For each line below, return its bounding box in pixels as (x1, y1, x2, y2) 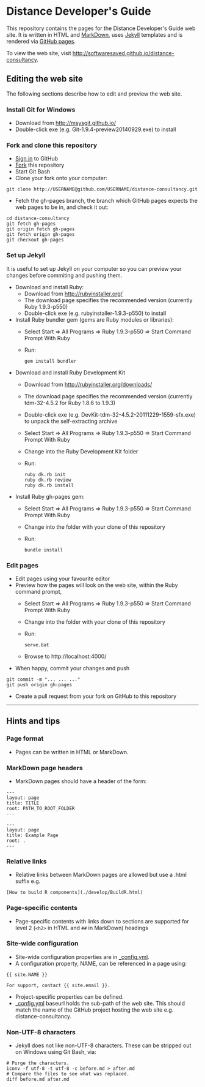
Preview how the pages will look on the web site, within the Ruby (15, 581, 178, 589)
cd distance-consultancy (6, 216, 70, 222)
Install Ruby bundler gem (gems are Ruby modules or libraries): (15, 316, 174, 323)
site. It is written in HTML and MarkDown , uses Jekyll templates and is (6, 31, 183, 38)
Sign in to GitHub (15, 155, 59, 162)
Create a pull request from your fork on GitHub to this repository (15, 692, 177, 700)
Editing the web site (6, 74, 84, 84)
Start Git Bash (15, 168, 51, 175)
